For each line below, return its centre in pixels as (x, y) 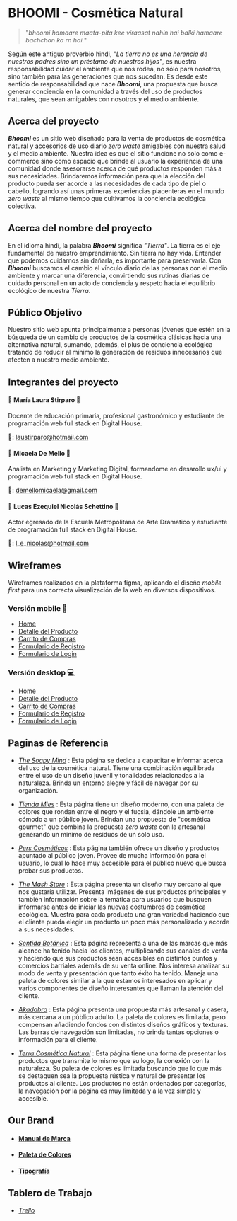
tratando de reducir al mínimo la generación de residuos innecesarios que (115, 352)
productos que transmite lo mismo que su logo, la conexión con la (114, 1060)
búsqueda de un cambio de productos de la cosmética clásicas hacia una (115, 337)
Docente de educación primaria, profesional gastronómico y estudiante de (116, 415)
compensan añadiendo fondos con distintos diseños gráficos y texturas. (123, 1024)
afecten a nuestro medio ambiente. (59, 360)
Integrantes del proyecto (63, 382)
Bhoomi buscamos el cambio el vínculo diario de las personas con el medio (118, 268)
